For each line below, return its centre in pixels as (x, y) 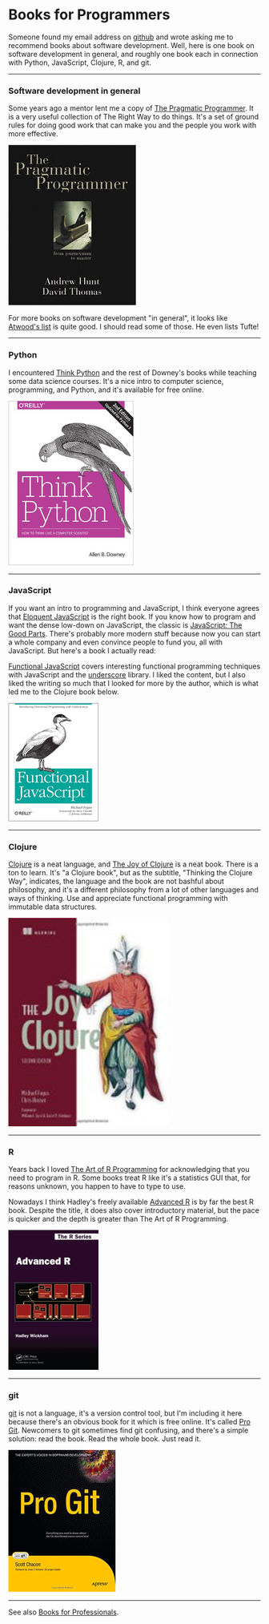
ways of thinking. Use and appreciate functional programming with (118, 899)
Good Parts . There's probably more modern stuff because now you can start (134, 633)
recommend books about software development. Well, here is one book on (131, 45)
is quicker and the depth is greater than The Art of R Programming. (118, 1219)
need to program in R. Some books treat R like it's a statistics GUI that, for (130, 1178)
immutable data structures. (53, 907)
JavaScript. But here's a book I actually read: (82, 650)
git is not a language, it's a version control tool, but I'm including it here (125, 1413)
